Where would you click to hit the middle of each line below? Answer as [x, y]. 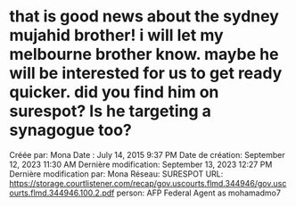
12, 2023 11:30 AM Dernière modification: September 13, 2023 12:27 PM [141, 164]
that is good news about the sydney [144, 17]
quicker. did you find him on [114, 92]
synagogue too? [70, 130]
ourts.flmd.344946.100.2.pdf [62, 193]
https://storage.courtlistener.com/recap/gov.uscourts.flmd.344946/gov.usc [148, 183]
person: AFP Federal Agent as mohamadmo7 [198, 193]
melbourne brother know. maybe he [144, 54]
